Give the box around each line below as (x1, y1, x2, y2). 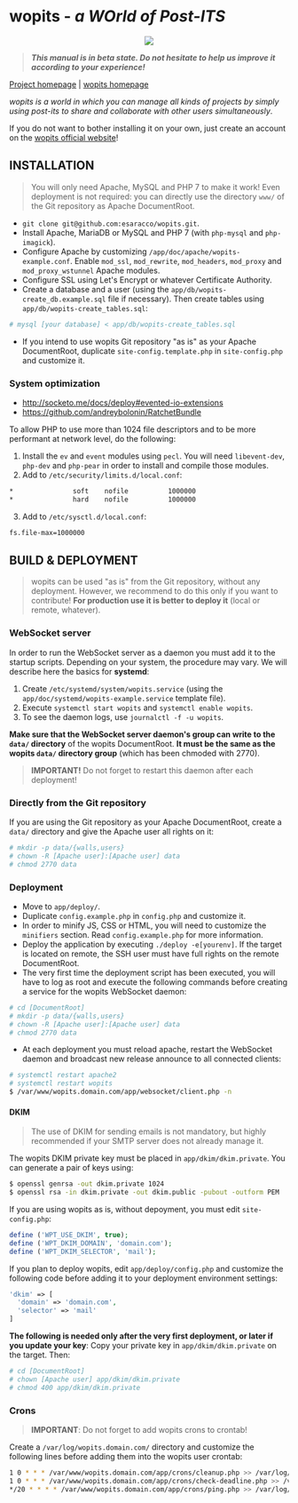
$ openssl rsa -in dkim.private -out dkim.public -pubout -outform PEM (9, 1188, 279, 1197)
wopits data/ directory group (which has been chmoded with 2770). (9, 748, 260, 758)
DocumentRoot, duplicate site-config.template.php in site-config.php (21, 345, 284, 356)
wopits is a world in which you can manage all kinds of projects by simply (9, 96, 279, 107)
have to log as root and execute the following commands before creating (21, 976, 288, 987)
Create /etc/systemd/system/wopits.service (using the (21, 683, 223, 694)
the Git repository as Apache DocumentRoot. (30, 200, 195, 211)
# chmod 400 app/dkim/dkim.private (9, 1383, 141, 1392)
